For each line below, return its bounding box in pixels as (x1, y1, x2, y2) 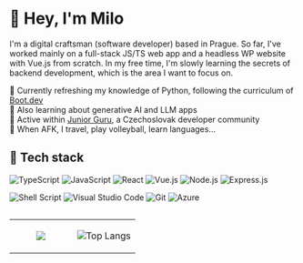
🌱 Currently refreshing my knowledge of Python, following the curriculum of (9, 85, 294, 96)
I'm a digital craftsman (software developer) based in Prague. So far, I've (9, 38, 282, 49)
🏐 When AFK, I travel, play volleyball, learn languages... (9, 123, 217, 135)
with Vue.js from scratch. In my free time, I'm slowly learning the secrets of (9, 57, 291, 68)
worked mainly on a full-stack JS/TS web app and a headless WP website (9, 47, 287, 58)
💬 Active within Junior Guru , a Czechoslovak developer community (9, 114, 260, 125)
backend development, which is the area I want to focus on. (9, 67, 234, 78)
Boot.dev (9, 95, 44, 106)
